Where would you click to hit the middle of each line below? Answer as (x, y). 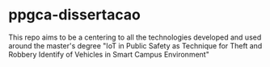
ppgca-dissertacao (75, 15)
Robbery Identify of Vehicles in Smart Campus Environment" (109, 54)
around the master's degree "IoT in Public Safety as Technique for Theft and (135, 45)
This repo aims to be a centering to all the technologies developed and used (135, 37)
